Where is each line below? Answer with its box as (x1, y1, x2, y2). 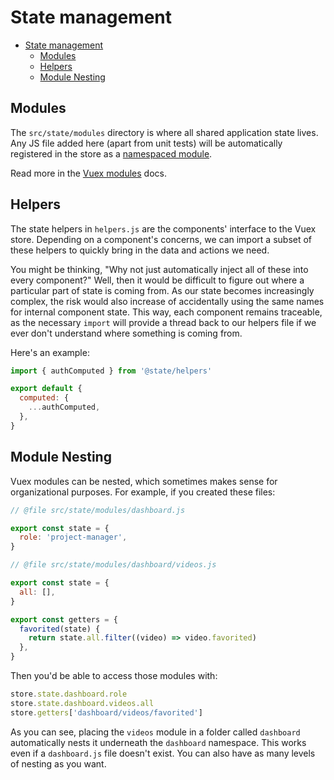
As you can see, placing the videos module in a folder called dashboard (10, 726, 301, 738)
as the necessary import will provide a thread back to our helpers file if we (10, 316, 317, 328)
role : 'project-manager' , (19, 532, 128, 543)
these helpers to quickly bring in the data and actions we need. (10, 244, 270, 256)
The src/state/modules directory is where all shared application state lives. (10, 126, 319, 138)
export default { (10, 384, 83, 394)
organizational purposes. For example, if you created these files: (10, 486, 276, 498)
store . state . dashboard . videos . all (10, 698, 155, 708)
